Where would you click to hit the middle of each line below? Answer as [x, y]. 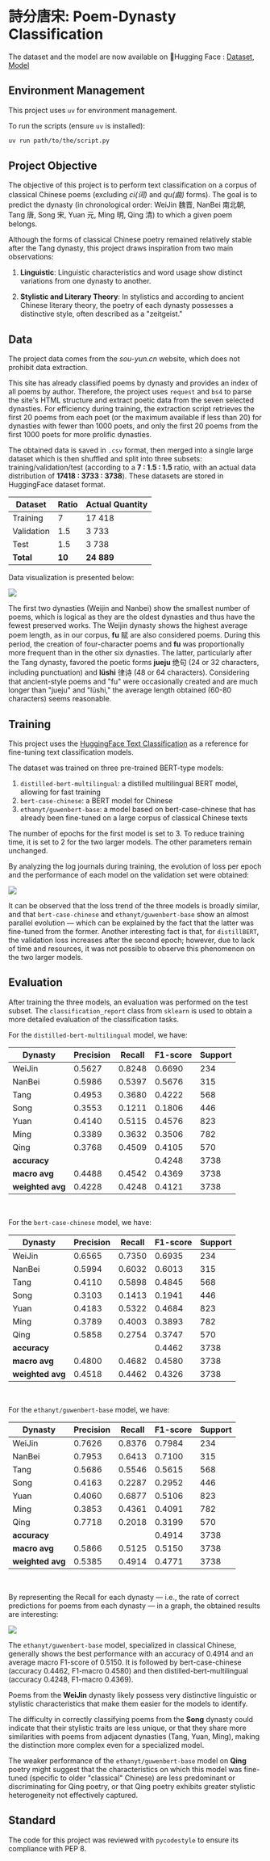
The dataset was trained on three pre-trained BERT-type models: [116, 768]
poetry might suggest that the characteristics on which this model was [125, 1769]
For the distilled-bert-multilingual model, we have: [98, 1034]
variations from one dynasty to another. [85, 281]
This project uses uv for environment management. [93, 110]
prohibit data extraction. [48, 368]
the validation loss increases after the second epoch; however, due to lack [132, 940]
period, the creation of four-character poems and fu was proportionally [127, 644]
